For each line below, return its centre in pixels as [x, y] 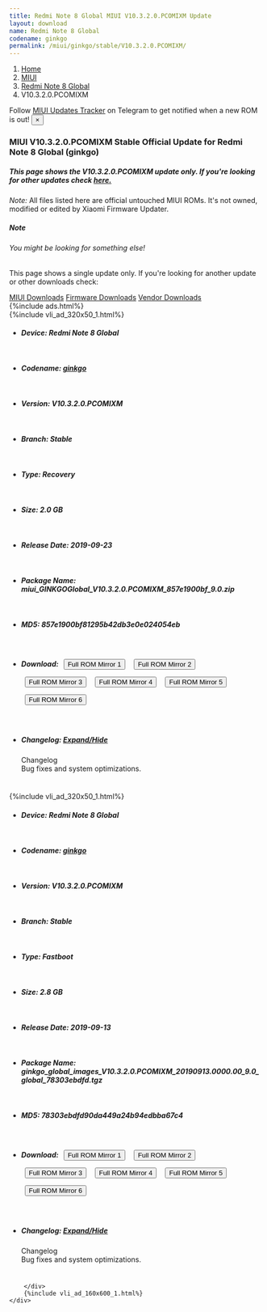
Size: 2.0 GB [42, 510]
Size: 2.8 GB [42, 992]
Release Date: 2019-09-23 [67, 545]
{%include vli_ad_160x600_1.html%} [83, 1293]
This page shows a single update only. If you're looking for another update [133, 273]
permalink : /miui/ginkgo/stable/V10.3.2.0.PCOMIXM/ [98, 46]
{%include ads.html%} [46, 306]
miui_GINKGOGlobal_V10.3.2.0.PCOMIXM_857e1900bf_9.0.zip [127, 589]
